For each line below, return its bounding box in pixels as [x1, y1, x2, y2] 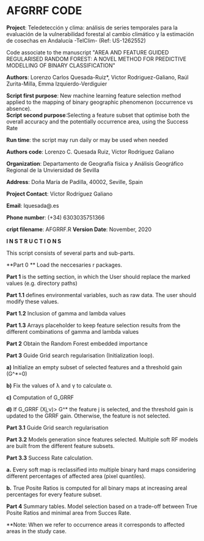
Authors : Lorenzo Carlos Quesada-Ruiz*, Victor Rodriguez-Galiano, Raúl [6, 73, 189, 81]
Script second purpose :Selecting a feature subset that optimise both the [6, 111, 190, 119]
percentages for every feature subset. [6, 490, 102, 498]
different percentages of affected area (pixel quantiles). [6, 472, 146, 480]
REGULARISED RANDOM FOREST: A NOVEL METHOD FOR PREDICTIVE [6, 55, 187, 62]
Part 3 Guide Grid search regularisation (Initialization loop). [6, 351, 155, 359]
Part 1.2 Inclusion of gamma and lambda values [6, 309, 126, 317]
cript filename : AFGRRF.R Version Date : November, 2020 [6, 226, 151, 233]
